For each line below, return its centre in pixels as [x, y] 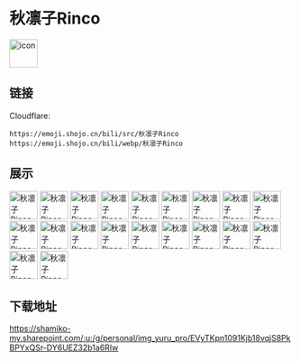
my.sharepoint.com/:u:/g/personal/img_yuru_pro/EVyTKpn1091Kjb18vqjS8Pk [150, 338]
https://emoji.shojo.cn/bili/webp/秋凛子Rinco [96, 143]
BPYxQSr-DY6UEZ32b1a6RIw [64, 347]
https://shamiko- [40, 329]
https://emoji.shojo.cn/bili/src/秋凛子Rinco [94, 134]
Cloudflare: [30, 116]
